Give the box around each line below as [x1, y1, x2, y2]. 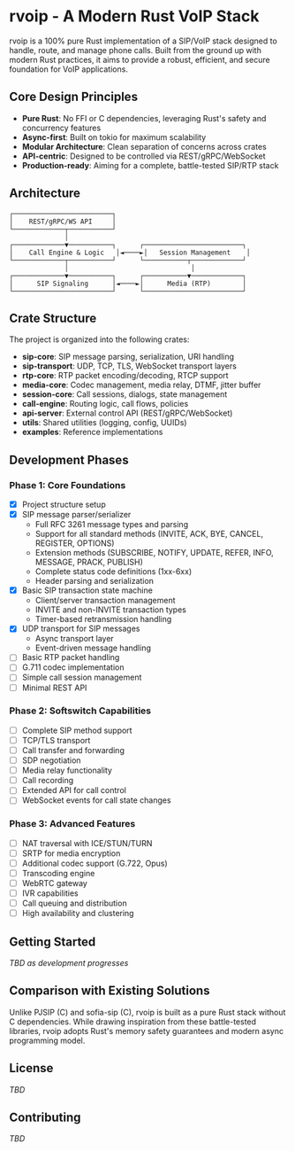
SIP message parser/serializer [21, 509, 132, 520]
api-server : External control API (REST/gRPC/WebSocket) [21, 408, 233, 418]
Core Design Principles [9, 89, 139, 105]
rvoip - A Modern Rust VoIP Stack [9, 6, 260, 27]
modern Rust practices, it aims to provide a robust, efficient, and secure [9, 54, 271, 65]
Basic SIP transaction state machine [21, 585, 153, 595]
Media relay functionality [21, 765, 113, 776]
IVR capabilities [21, 888, 79, 898]
